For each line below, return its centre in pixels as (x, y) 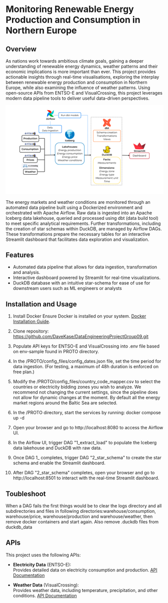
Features (20, 255)
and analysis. (26, 272)
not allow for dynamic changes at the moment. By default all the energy (86, 398)
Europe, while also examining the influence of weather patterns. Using (78, 88)
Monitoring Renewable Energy (70, 9)
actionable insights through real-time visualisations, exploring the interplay (82, 77)
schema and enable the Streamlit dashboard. (59, 463)
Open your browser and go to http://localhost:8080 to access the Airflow (88, 428)
